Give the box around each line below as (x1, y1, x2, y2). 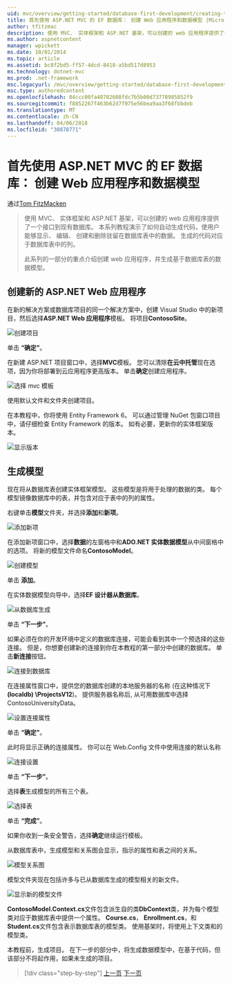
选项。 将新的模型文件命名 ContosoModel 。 (12, 546, 137, 555)
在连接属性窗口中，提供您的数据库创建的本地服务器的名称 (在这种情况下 (7, 681, 211, 690)
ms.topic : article (7, 55, 60, 62)
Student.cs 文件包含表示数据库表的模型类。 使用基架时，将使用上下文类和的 (7, 922, 223, 930)
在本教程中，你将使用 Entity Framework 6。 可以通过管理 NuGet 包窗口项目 (7, 411, 221, 420)
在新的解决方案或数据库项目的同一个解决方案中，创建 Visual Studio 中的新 (7, 305, 217, 314)
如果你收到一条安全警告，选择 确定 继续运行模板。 (7, 831, 146, 839)
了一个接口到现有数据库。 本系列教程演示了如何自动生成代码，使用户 (23, 223, 220, 231)
